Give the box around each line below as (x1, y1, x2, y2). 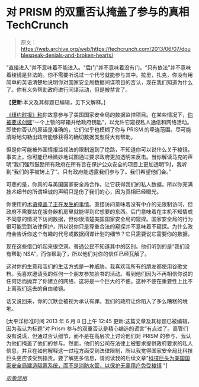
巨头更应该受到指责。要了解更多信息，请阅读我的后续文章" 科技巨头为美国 (6, 354, 185, 362)
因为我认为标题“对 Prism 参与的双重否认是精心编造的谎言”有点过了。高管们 (6, 325, 188, 332)
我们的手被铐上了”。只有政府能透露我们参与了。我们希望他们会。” (14, 168, 172, 175)
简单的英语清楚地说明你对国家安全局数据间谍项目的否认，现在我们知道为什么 (6, 78, 193, 86)
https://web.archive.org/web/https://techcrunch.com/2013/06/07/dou (20, 45, 191, 52)
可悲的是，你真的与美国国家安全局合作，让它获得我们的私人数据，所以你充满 (6, 180, 193, 188)
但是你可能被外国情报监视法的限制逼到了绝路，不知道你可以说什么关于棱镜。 (6, 146, 193, 153)
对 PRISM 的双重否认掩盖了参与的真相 (6, 5, 190, 19)
